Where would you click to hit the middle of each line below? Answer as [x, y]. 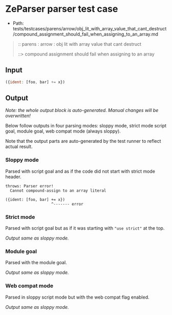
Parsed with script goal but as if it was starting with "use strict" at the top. [85, 228]
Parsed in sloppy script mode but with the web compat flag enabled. [77, 297]
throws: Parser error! [29, 186]
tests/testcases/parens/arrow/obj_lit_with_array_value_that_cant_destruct [90, 28]
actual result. [19, 146]
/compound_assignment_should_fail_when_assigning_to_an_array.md [85, 34]
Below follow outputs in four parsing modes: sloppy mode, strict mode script [86, 126]
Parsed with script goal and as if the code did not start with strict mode [80, 171]
